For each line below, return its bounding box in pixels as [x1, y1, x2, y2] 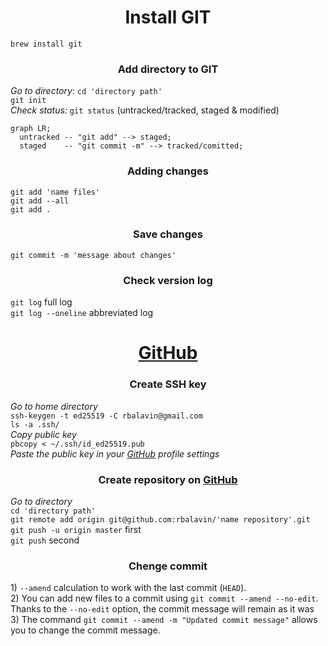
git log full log [10, 296, 73, 308]
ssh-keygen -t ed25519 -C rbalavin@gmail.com [10, 411, 203, 421]
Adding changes [126, 164, 210, 178]
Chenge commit [128, 559, 208, 573]
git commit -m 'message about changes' [10, 250, 177, 260]
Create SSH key [129, 377, 207, 391]
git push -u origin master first [10, 523, 142, 535]
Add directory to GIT [117, 62, 219, 76]
